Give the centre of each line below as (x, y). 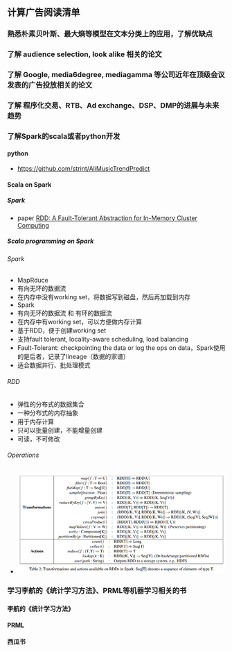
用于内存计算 (35, 421)
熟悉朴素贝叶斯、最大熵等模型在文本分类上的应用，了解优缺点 (110, 34)
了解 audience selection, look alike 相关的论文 (85, 54)
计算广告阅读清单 (44, 12)
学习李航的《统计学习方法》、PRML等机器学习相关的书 (97, 591)
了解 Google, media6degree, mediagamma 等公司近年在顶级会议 (116, 75)
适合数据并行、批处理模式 (54, 365)
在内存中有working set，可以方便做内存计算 (79, 322)
